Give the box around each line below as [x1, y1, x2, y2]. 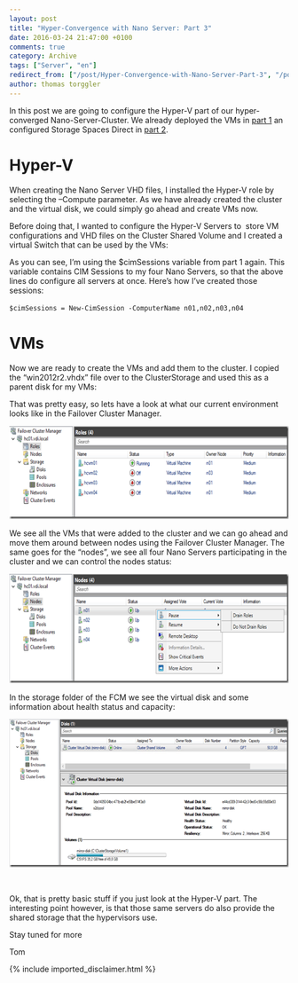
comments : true [9, 43, 66, 51]
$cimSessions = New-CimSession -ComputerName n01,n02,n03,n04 [9, 303, 244, 312]
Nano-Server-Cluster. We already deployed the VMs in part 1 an [50, 114, 284, 125]
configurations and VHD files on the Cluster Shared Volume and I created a [9, 230, 283, 240]
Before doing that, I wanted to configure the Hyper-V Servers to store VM [9, 220, 279, 231]
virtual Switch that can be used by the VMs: [9, 240, 169, 250]
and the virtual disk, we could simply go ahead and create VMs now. [9, 203, 259, 214]
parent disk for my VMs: [9, 381, 98, 392]
